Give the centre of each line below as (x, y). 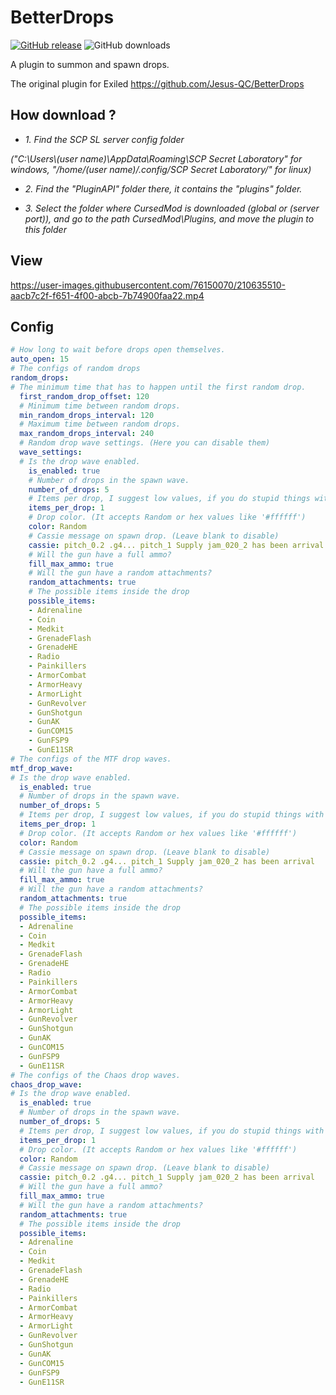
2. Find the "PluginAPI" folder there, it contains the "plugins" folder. (163, 188)
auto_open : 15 (40, 359)
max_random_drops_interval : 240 (87, 434)
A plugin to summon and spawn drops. (90, 64)
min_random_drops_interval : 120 (87, 415)
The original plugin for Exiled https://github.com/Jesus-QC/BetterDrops (157, 83)
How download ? (63, 115)
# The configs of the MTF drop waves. (91, 759)
